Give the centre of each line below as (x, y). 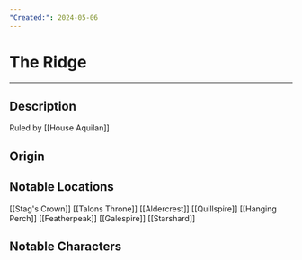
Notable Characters (66, 246)
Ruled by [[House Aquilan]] (59, 128)
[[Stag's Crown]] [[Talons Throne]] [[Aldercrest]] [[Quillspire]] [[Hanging (143, 209)
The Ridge (48, 62)
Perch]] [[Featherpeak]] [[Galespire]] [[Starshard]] (102, 218)
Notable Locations (62, 187)
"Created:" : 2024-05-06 (54, 18)
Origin (27, 156)
